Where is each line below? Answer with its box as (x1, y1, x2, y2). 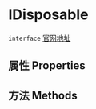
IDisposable (8, 6, 90, 24)
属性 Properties (8, 59, 86, 73)
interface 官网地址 (8, 33, 71, 42)
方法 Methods (8, 88, 78, 102)
